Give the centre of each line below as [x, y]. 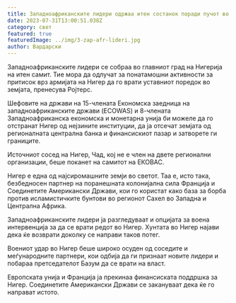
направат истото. [33, 292]
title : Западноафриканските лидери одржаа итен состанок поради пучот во [118, 14]
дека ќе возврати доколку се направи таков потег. [84, 235]
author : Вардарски [34, 47]
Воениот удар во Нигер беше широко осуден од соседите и [98, 248]
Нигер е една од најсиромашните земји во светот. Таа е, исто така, [109, 176]
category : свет [30, 27]
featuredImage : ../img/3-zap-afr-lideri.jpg [74, 40]
